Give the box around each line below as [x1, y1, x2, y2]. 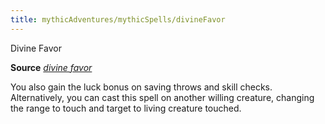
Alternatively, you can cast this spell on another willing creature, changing [10, 91, 315, 103]
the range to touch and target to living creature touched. [10, 102, 242, 114]
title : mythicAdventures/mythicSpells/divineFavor [10, 14, 226, 25]
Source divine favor [10, 61, 93, 73]
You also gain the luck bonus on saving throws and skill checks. [10, 81, 273, 93]
